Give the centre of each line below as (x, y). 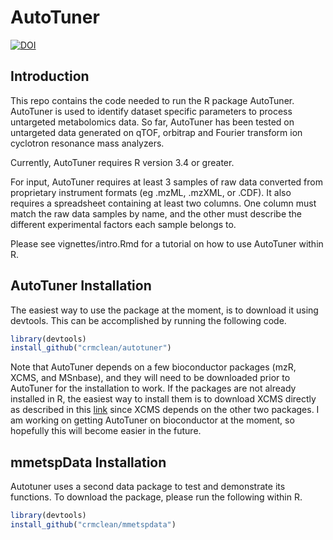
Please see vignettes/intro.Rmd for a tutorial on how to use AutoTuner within (167, 243)
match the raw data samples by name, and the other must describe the (156, 213)
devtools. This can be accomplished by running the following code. (148, 320)
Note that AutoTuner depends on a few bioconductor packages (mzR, (153, 367)
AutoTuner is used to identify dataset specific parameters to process (151, 111)
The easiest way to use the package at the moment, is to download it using (164, 310)
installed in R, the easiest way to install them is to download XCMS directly (163, 399)
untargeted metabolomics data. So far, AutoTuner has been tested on (152, 122)
